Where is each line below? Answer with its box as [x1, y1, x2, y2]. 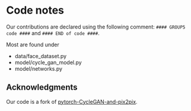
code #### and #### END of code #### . [6, 29, 100, 36]
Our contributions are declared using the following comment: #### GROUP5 [6, 23, 186, 30]
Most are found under [6, 41, 59, 48]
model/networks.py [14, 65, 63, 72]
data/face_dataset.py [14, 52, 67, 59]
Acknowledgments [6, 83, 78, 93]
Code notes [6, 4, 64, 17]
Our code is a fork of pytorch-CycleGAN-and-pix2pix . [6, 98, 138, 105]
